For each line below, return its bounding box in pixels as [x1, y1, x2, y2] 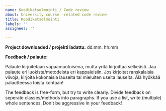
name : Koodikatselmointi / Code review [5, 7, 89, 13]
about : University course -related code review [5, 12, 107, 17]
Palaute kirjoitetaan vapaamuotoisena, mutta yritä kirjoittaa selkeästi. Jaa [5, 64, 156, 70]
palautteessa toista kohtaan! [5, 80, 64, 86]
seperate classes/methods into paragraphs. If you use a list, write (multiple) [5, 95, 162, 101]
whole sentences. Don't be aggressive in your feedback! [5, 100, 122, 106]
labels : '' [5, 21, 28, 27]
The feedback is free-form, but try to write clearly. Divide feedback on [5, 89, 151, 95]
